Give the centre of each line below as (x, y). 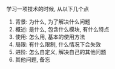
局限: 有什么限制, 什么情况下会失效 (58, 44)
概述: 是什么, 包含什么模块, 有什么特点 (62, 29)
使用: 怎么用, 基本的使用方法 (50, 37)
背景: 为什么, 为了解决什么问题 (53, 22)
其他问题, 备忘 (32, 60)
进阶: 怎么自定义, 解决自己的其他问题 (61, 52)
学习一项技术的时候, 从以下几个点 (48, 9)
